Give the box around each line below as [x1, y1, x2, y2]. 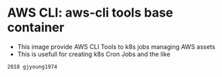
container [7, 19, 65, 35]
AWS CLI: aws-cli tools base [7, 5, 174, 21]
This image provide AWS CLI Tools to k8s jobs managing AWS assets [17, 42, 216, 51]
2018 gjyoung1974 [7, 63, 58, 70]
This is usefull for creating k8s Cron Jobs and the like [17, 50, 171, 58]
